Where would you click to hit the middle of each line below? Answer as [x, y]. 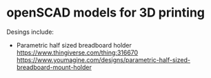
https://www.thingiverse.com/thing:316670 [77, 52]
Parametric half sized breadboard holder [74, 45]
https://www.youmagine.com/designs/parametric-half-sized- [103, 59]
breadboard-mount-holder [54, 67]
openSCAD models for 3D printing [105, 13]
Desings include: [30, 32]
